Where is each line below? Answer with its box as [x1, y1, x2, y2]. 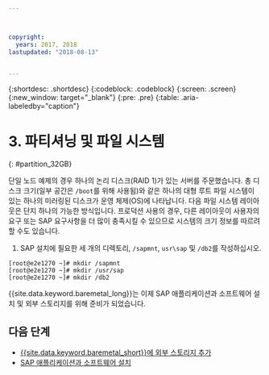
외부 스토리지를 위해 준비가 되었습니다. [25, 299, 147, 309]
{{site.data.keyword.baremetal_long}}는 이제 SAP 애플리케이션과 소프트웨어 [8, 289, 252, 298]
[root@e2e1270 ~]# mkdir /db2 [8, 273, 110, 282]
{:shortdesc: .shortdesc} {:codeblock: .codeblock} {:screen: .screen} [8, 84, 237, 94]
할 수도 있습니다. [8, 227, 60, 236]
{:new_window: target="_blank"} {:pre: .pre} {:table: [8, 93, 180, 102]
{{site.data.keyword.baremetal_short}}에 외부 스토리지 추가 [19, 348, 212, 357]
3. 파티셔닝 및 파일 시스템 [8, 132, 165, 150]
